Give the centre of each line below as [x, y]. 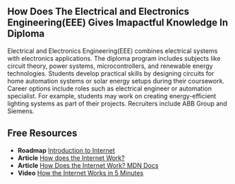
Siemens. [21, 111]
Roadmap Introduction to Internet [66, 150]
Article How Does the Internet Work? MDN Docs [88, 165]
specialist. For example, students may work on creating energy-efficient [112, 96]
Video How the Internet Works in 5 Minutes [80, 173]
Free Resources [42, 133]
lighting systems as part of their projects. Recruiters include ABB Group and [117, 103]
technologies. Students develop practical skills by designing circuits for [111, 73]
